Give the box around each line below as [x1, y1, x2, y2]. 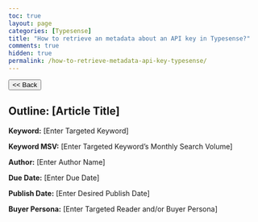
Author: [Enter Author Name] [8, 157, 106, 166]
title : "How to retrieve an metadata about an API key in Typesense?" [8, 34, 251, 43]
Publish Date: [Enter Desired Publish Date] [8, 188, 151, 198]
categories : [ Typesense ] [8, 27, 92, 35]
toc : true [8, 11, 42, 20]
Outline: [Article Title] [8, 104, 120, 118]
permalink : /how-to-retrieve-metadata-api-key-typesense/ [8, 57, 207, 65]
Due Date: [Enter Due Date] [8, 173, 100, 182]
